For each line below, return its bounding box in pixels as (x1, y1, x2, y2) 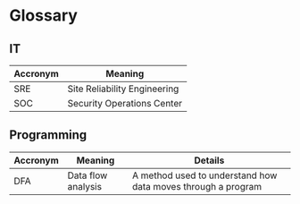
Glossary (9, 5, 79, 26)
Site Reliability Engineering (67, 82, 179, 95)
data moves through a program (132, 180, 262, 192)
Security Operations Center (67, 98, 183, 109)
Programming (9, 127, 87, 143)
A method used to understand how (132, 169, 278, 182)
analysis (67, 180, 103, 192)
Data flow (67, 169, 108, 182)
